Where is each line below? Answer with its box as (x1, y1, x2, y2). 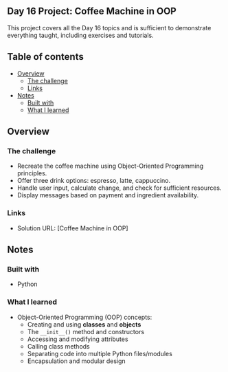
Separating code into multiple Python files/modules (27, 349, 173, 358)
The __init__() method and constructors (27, 327, 145, 336)
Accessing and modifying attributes (27, 335, 128, 343)
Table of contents (7, 51, 84, 63)
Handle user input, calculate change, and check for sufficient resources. (16, 184, 222, 192)
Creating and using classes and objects (27, 320, 141, 329)
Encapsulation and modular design (27, 357, 126, 365)
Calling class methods (27, 342, 91, 350)
